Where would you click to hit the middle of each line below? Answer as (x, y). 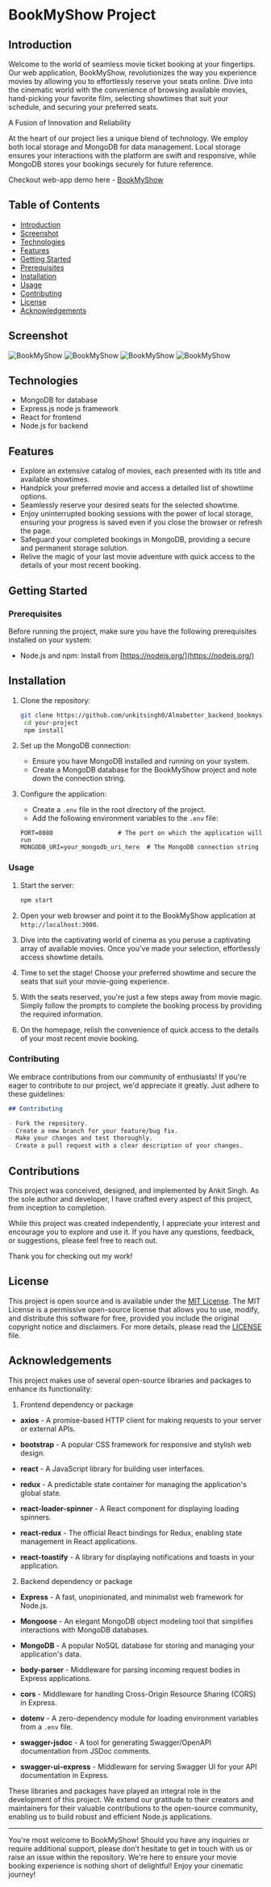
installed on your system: (50, 639)
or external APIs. (48, 1429)
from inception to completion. (58, 1208)
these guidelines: (37, 1093)
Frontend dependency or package (77, 1405)
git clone (37, 715)
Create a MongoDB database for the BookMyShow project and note (144, 770)
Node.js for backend (54, 426)
